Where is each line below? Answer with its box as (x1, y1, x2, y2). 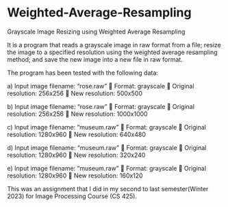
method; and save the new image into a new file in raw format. (7, 55, 183, 63)
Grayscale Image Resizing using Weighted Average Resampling (7, 27, 186, 36)
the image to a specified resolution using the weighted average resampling (7, 48, 218, 56)
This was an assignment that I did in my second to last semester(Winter (7, 184, 209, 193)
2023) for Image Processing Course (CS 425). (7, 192, 137, 200)
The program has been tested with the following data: (7, 69, 159, 77)
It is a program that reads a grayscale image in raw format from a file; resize (7, 40, 221, 49)
